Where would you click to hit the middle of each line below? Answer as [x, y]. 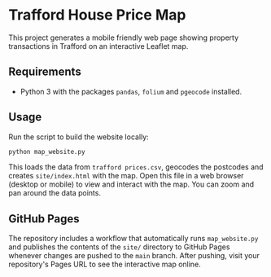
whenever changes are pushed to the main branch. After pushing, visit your [134, 256]
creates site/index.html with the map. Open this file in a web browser [126, 176]
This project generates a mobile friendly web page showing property [124, 37]
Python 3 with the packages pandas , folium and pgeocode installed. [131, 91]
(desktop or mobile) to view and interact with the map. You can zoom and [131, 184]
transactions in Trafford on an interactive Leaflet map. [98, 46]
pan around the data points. [55, 193]
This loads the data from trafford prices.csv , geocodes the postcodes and [136, 167]
